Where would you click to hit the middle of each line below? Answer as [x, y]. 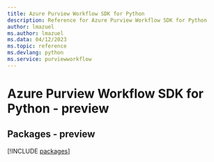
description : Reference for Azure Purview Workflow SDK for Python [107, 20]
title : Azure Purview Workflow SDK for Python [76, 14]
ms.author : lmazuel [36, 33]
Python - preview [58, 108]
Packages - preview [51, 134]
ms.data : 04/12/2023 [37, 40]
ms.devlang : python [36, 53]
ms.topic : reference [37, 46]
